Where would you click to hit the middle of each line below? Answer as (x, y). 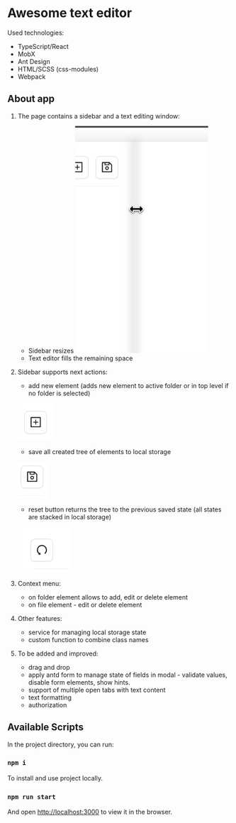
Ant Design (34, 61)
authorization (47, 705)
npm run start (32, 797)
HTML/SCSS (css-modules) (58, 69)
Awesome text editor (70, 13)
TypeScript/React (43, 46)
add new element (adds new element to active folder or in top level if (128, 385)
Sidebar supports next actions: (62, 372)
